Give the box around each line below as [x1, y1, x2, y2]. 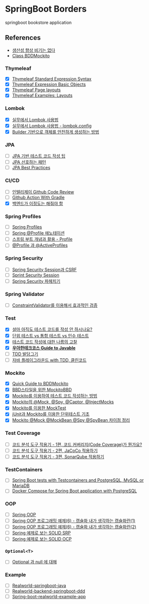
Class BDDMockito [12, 53, 50, 58]
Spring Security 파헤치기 [12, 278, 61, 284]
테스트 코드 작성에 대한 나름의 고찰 [12, 339, 77, 345]
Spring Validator [5, 291, 45, 297]
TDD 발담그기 [12, 351, 38, 357]
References [5, 34, 41, 42]
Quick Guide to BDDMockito [12, 381, 69, 387]
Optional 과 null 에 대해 [12, 559, 57, 565]
